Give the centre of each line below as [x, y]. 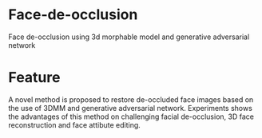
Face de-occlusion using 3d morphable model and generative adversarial [129, 37]
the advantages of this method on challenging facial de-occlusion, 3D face [131, 116]
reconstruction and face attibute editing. [75, 124]
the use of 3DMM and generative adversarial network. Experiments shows [131, 108]
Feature [34, 78]
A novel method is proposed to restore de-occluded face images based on [131, 99]
